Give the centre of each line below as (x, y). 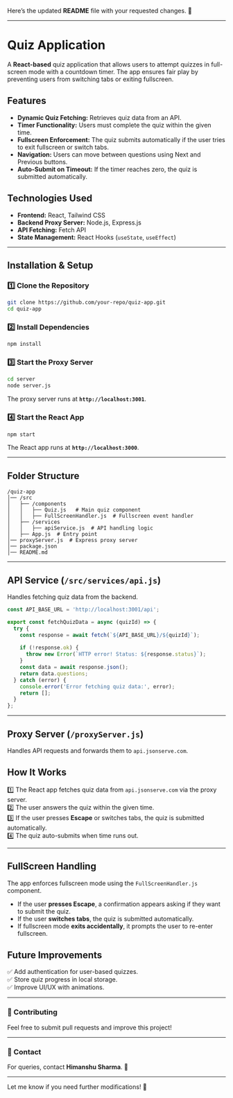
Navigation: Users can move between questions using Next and (109, 154)
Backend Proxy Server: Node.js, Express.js (79, 223)
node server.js (29, 386)
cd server (21, 379)
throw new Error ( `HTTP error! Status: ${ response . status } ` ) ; (116, 654)
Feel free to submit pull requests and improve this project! (89, 1027)
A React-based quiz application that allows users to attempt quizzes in (109, 64)
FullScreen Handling (52, 866)
